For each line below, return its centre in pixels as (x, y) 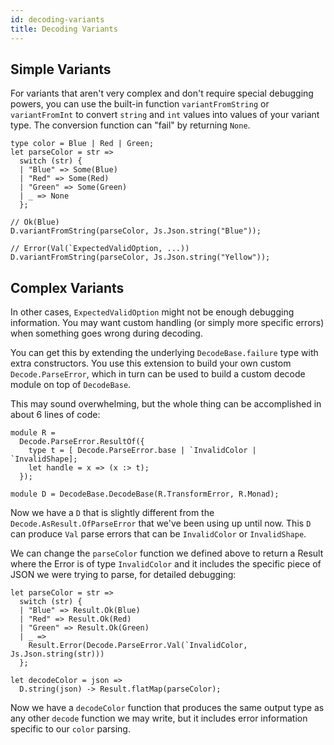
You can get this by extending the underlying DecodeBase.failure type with (164, 353)
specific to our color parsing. (70, 729)
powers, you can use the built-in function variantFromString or (140, 104)
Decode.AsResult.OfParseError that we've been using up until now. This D (161, 523)
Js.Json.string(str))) (57, 654)
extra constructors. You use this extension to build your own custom (151, 363)
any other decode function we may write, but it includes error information (159, 718)
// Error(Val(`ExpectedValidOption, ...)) (100, 249)
